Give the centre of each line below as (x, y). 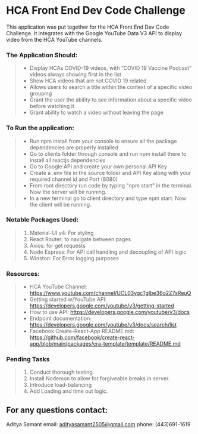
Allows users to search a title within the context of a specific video (111, 87)
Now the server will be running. (68, 192)
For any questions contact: (57, 410)
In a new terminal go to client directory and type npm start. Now (108, 198)
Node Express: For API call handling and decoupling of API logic (108, 252)
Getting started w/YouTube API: (68, 300)
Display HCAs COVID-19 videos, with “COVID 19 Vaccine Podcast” (111, 68)
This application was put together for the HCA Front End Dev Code (88, 27)
